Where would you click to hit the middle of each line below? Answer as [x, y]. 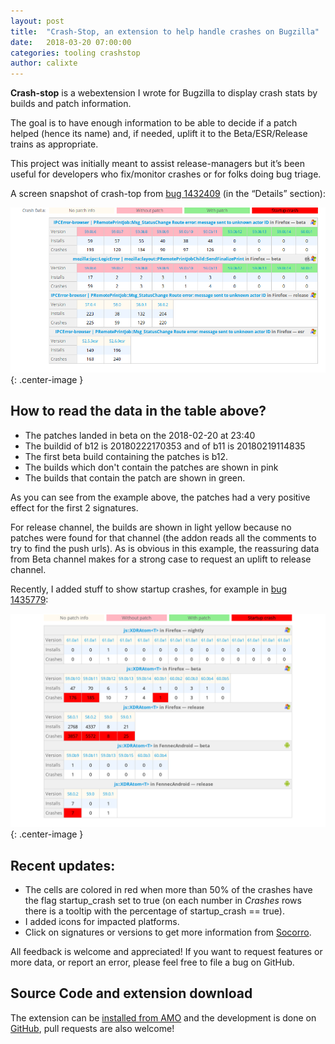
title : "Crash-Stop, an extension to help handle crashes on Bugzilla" [165, 31]
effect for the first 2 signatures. [74, 507]
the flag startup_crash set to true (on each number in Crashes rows [163, 901]
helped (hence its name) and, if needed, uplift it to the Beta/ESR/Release [159, 134]
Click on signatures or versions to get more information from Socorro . [168, 932]
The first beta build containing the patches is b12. [126, 456]
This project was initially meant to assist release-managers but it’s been [157, 164]
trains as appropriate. [54, 144]
